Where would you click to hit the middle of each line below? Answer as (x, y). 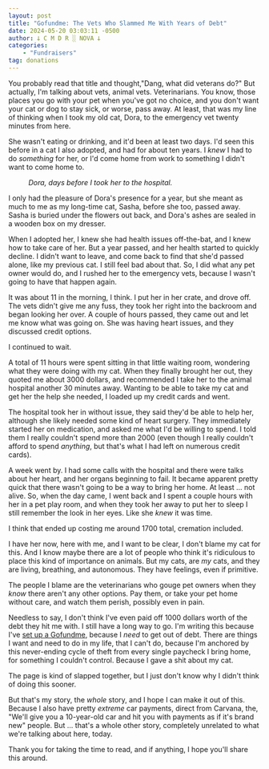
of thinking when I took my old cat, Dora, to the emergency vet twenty (124, 117)
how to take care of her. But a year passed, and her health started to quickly (134, 247)
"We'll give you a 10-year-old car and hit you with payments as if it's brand (131, 716)
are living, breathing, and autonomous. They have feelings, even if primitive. (133, 569)
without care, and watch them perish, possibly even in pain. (106, 601)
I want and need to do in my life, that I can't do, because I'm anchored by (129, 643)
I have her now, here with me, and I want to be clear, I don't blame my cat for (134, 544)
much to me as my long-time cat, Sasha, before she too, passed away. (124, 206)
